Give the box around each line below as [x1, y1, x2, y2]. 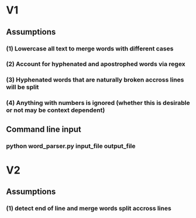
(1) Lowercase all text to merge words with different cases [6, 45, 174, 53]
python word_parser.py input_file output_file [6, 142, 136, 150]
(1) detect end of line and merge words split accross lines [6, 205, 171, 213]
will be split [6, 83, 39, 91]
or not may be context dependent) [6, 106, 105, 114]
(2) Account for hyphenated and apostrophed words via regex [6, 60, 185, 68]
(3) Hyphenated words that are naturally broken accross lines [6, 76, 184, 84]
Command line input [6, 124, 81, 134]
